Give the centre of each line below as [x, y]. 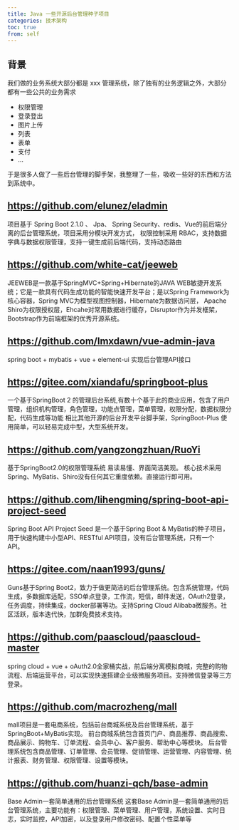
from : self [23, 34]
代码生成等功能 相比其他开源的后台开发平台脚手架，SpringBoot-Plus [119, 418]
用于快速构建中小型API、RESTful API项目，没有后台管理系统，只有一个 [111, 537]
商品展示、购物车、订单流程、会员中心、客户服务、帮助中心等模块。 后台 [114, 742]
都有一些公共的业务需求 [42, 92]
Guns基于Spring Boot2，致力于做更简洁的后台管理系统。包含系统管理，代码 [118, 587]
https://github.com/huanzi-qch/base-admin [108, 783]
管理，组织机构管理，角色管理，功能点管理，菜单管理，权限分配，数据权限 [116, 409]
